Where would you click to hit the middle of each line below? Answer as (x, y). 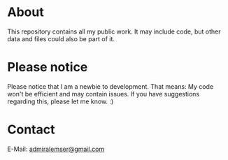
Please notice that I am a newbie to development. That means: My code (111, 86)
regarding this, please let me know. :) (60, 101)
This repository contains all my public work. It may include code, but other (114, 31)
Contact (31, 130)
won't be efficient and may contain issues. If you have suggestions (104, 94)
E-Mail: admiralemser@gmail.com (56, 149)
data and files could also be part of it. (61, 38)
